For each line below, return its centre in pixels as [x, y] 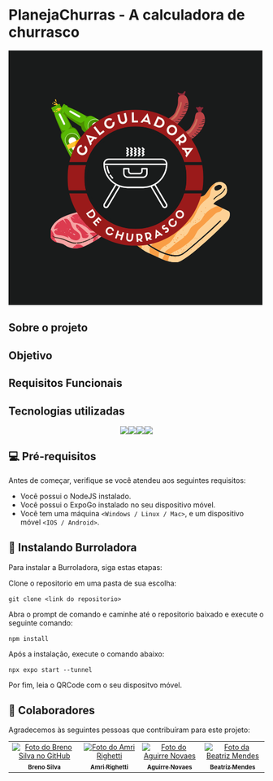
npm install [28, 638]
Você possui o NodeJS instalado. [76, 496]
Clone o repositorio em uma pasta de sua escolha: [93, 583]
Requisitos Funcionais [66, 383]
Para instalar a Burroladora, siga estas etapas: [85, 567]
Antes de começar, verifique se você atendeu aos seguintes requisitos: [127, 480]
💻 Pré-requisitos [52, 456]
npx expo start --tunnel [50, 669]
